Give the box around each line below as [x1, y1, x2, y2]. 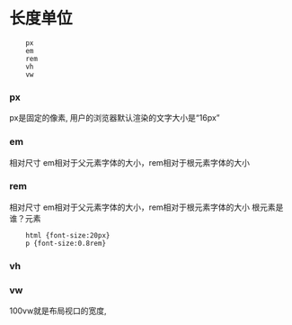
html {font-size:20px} [25, 230, 111, 239]
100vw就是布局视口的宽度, [9, 305, 107, 316]
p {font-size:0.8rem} [25, 239, 106, 248]
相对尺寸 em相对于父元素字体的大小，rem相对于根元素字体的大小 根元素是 [9, 202, 284, 212]
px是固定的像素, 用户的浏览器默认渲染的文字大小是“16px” [9, 113, 220, 123]
